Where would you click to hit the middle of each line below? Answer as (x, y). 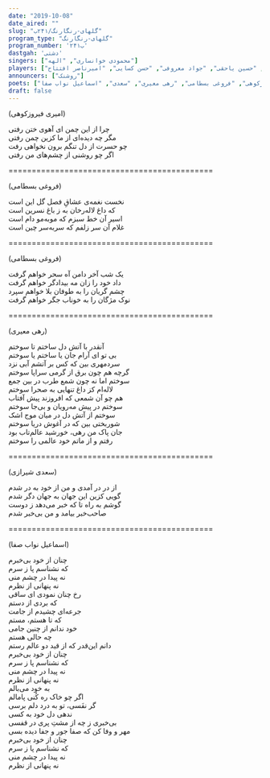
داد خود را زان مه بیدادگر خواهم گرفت (65, 283)
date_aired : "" (34, 23)
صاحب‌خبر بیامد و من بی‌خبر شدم (57, 513)
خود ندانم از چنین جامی (43, 628)
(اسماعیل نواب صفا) (39, 544)
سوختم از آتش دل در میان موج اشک (62, 415)
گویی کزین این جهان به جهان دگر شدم (65, 496)
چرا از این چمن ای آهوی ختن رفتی (59, 129)
